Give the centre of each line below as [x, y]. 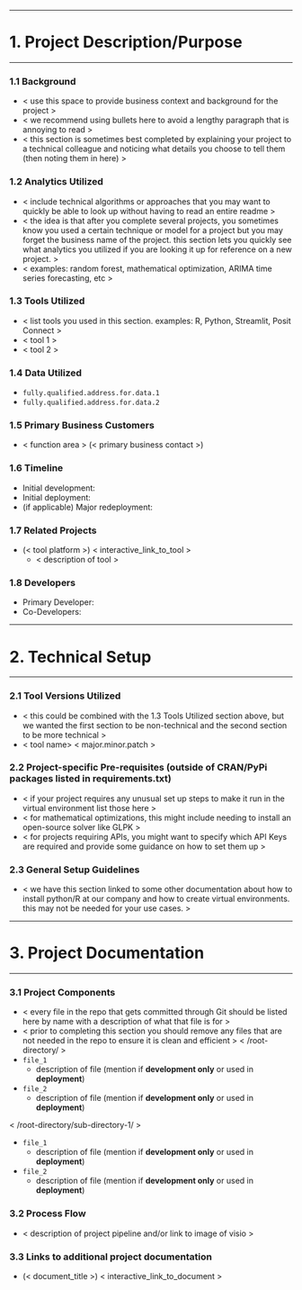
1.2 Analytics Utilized [56, 182]
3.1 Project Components [62, 992]
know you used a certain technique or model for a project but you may [152, 230]
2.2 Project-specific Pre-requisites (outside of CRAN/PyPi [138, 768]
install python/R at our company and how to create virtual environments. [156, 899]
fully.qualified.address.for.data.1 [91, 393]
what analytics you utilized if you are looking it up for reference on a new [157, 249]
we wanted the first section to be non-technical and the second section [155, 725]
